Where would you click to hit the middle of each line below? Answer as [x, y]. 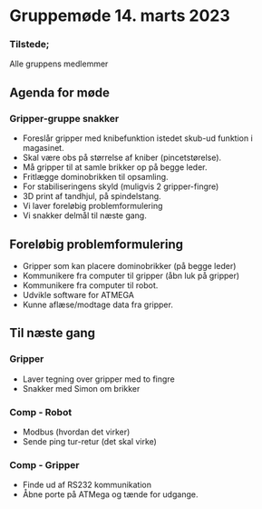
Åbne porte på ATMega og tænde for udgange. [110, 494]
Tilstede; [29, 45]
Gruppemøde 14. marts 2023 [120, 16]
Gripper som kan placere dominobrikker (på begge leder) [129, 265]
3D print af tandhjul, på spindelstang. [92, 196]
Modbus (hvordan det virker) [76, 432]
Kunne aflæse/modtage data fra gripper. [98, 304]
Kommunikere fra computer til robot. [90, 285]
